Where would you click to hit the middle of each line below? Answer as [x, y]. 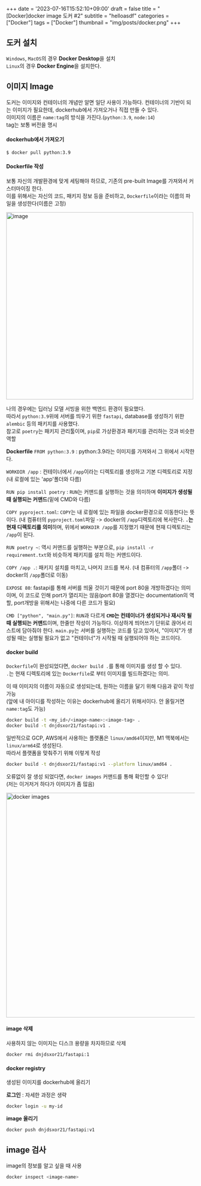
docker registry [26, 1068]
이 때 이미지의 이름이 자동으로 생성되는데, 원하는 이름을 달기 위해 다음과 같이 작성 [100, 686]
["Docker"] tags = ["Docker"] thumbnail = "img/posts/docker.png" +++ [94, 22]
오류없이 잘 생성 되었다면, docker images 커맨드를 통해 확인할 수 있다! [87, 776]
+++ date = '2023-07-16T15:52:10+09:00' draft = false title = [81, 9]
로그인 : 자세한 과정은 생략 [36, 1095]
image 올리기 [22, 1119]
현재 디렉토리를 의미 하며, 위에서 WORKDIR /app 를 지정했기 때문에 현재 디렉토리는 [99, 527]
